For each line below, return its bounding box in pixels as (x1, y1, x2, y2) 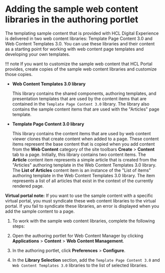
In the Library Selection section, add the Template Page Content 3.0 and (12, 257, 160, 263)
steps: (12, 223, 25, 229)
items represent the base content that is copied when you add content (12, 141, 155, 147)
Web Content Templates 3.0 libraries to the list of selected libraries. (12, 262, 148, 268)
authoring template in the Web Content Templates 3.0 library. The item (12, 172, 155, 178)
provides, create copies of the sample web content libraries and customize (5, 66, 157, 72)
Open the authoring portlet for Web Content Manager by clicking (12, 233, 144, 238)
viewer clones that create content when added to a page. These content (12, 136, 159, 142)
